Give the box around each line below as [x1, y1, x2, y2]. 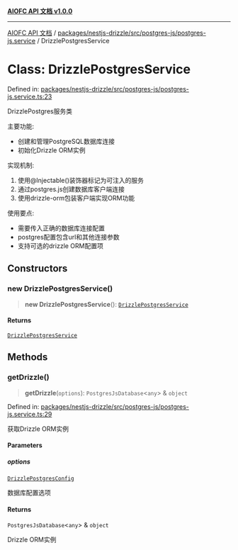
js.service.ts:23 [7, 92, 52, 101]
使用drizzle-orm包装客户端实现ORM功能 [17, 193, 135, 202]
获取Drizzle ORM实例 [7, 425, 69, 433]
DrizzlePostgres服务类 [7, 106, 73, 116]
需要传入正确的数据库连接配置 [17, 223, 105, 232]
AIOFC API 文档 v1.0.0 [7, 7, 73, 15]
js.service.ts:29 [7, 410, 52, 418]
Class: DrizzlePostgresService [7, 62, 191, 77]
